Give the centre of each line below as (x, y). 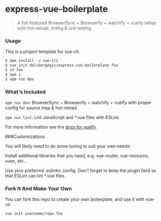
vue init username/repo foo (34, 214)
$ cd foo (14, 70)
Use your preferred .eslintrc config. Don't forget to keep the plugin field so (81, 170)
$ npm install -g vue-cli (32, 61)
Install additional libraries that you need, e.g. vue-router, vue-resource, (77, 155)
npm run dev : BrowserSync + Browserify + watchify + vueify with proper (78, 102)
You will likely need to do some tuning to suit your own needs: (68, 146)
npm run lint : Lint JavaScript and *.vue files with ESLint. (62, 117)
